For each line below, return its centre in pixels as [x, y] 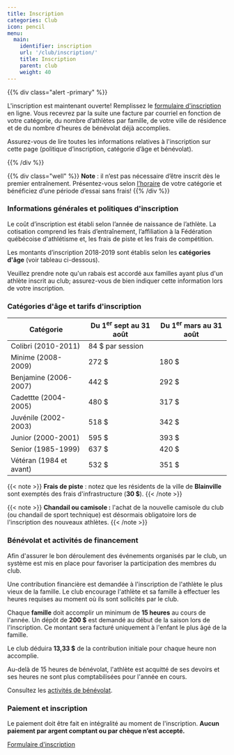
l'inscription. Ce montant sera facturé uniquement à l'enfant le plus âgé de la [117, 627]
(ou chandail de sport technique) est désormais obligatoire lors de [102, 515]
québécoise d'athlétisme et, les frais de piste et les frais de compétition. [111, 239]
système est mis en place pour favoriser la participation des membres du [112, 563]
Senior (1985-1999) [45, 449]
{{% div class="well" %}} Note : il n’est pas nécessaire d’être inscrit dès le [114, 176]
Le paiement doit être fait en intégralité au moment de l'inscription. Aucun [113, 724]
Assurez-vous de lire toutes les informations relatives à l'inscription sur [109, 141]
